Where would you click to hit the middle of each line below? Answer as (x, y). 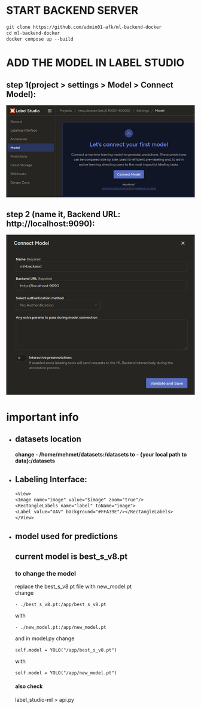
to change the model (45, 574)
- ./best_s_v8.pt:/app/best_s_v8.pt (60, 605)
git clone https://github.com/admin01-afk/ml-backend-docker (84, 27)
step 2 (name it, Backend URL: (63, 214)
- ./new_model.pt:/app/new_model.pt (60, 628)
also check (29, 686)
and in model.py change (45, 638)
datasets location (48, 439)
